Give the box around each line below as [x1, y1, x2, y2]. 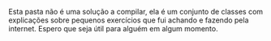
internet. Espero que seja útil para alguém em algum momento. [8, 24, 218, 33]
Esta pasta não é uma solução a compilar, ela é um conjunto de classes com [8, 7, 264, 16]
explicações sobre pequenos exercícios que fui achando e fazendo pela [8, 15, 249, 25]
